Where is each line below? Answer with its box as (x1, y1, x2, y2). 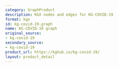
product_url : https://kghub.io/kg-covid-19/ (5, 49, 100, 54)
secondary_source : (5, 40, 44, 45)
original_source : (5, 31, 42, 36)
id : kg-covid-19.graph (5, 21, 53, 27)
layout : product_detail (5, 54, 55, 59)
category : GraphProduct (5, 7, 55, 13)
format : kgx (5, 17, 30, 22)
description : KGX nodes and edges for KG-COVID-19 (5, 12, 113, 17)
